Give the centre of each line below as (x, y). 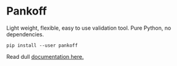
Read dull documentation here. (45, 56)
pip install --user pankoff (42, 45)
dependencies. (25, 34)
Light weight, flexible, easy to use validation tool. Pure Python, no (89, 28)
